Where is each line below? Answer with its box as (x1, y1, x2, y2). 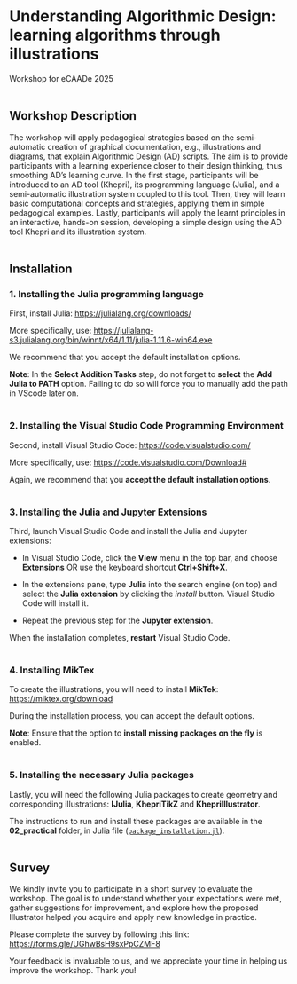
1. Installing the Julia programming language (9, 288, 204, 301)
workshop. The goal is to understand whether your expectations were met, (9, 893, 282, 904)
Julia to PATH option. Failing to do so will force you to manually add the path (9, 379, 288, 390)
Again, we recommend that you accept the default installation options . (9, 474, 271, 484)
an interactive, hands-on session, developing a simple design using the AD (9, 216, 282, 227)
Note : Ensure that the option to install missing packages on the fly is (9, 728, 263, 738)
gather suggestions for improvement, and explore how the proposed (9, 902, 259, 913)
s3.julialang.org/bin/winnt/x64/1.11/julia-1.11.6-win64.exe (9, 335, 213, 345)
